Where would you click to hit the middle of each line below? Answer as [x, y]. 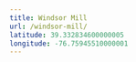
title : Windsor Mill [49, 18]
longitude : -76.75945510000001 [69, 43]
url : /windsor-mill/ [49, 26]
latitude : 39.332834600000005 [67, 35]
